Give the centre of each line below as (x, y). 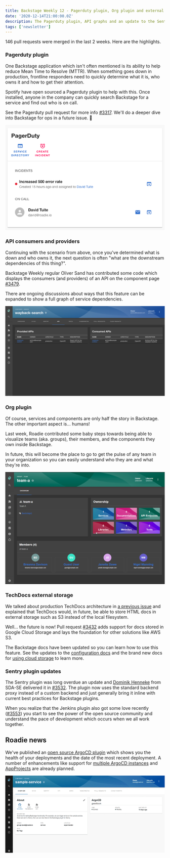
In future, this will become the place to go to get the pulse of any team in (81, 454)
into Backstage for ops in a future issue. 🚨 (49, 118)
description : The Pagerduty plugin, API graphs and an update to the (80, 21)
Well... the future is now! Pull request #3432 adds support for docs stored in (84, 627)
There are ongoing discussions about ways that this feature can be (75, 293)
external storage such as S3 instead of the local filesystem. (67, 617)
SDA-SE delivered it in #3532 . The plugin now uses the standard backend (82, 688)
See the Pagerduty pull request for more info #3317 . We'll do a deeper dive (83, 112)
